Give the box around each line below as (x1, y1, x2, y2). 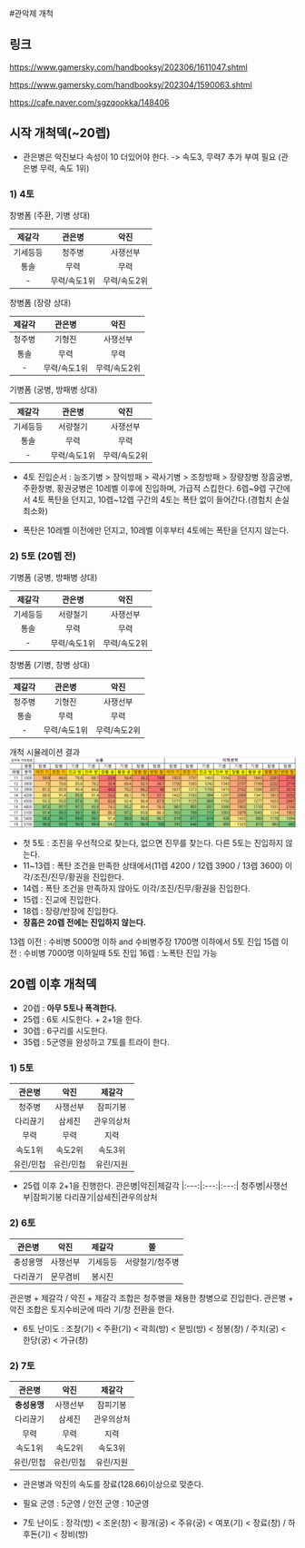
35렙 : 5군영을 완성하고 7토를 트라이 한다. (22, 1036, 170, 1047)
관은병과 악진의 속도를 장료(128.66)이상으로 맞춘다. (22, 1478, 204, 1489)
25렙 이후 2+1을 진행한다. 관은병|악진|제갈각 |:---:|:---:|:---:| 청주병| (22, 1180, 266, 1191)
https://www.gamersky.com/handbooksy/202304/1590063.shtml (9, 79, 252, 90)
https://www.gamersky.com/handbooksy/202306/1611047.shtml (9, 62, 248, 73)
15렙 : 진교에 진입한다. (22, 894, 102, 905)
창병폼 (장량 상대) (9, 297, 72, 308)
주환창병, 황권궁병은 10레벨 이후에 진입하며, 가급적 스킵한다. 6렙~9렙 (22, 483, 267, 494)
